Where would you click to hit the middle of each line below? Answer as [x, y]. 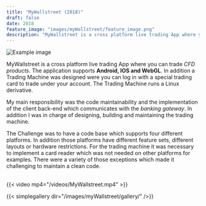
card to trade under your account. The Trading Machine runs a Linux [93, 84]
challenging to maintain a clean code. [54, 166]
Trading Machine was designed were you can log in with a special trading [99, 77]
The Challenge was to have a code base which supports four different [94, 134]
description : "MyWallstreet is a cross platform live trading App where [101, 35]
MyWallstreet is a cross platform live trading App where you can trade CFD [101, 64]
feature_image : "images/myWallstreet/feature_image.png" [81, 29]
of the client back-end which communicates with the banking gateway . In [99, 109]
